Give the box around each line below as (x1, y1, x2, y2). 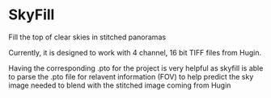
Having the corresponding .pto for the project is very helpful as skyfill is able (8, 63, 264, 73)
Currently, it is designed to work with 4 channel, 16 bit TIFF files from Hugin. (8, 47, 262, 57)
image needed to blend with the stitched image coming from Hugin (8, 80, 231, 90)
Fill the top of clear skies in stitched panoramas (8, 32, 167, 42)
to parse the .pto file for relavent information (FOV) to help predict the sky (8, 71, 254, 81)
